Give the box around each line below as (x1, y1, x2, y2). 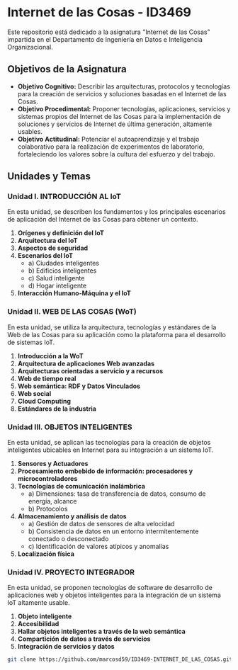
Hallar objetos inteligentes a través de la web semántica (17, 628, 186, 636)
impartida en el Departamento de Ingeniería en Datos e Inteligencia (7, 35, 203, 43)
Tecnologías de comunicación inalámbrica (17, 482, 145, 491)
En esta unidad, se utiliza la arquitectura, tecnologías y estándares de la (7, 323, 217, 331)
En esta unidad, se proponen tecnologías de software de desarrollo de (7, 584, 212, 592)
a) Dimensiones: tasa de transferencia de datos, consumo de (28, 489, 206, 498)
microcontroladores (17, 475, 78, 483)
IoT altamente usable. (7, 598, 70, 607)
